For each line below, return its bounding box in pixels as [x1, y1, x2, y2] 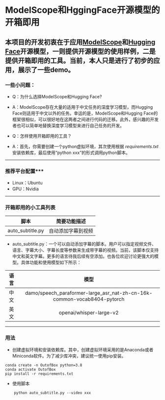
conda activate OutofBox [5, 367, 56, 372]
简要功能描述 [56, 218, 86, 225]
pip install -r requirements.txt [5, 371, 74, 376]
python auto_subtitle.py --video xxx [14, 390, 91, 395]
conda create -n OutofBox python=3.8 [5, 363, 82, 368]
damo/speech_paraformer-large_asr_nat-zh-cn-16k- [25, 290, 153, 297]
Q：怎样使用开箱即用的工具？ [12, 133, 72, 139]
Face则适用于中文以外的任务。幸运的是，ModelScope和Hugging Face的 [12, 110, 158, 116]
